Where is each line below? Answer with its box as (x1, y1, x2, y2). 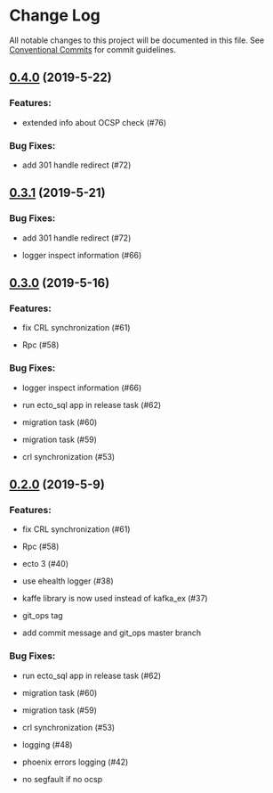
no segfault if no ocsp (21, 773, 103, 784)
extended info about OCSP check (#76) (21, 117, 167, 127)
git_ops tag (21, 610, 64, 621)
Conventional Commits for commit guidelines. (9, 44, 176, 54)
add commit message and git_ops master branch (21, 627, 202, 638)
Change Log (9, 5, 100, 26)
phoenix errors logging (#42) (21, 756, 129, 767)
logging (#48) (21, 739, 73, 749)
